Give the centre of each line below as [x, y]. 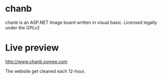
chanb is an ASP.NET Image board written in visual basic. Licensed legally [81, 22]
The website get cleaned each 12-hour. [45, 71]
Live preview [32, 48]
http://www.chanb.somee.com [36, 61]
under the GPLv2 [22, 27]
